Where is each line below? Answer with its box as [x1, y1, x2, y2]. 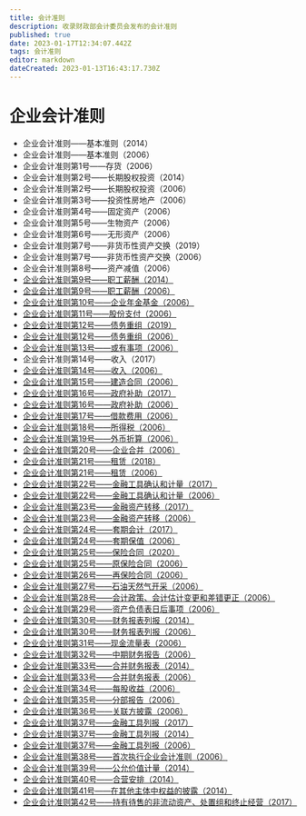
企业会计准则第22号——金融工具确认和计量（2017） [22, 478, 218, 489]
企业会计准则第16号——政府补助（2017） [22, 387, 177, 398]
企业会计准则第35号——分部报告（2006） [22, 694, 180, 705]
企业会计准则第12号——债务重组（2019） [22, 319, 177, 330]
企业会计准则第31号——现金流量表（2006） [22, 637, 187, 648]
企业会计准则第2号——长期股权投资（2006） [22, 183, 192, 194]
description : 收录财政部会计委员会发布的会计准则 [9, 22, 178, 31]
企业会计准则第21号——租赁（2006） [22, 467, 163, 478]
